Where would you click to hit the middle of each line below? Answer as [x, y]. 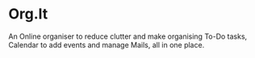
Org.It [28, 14]
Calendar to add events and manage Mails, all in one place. [107, 44]
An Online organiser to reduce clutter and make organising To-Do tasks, [128, 36]
